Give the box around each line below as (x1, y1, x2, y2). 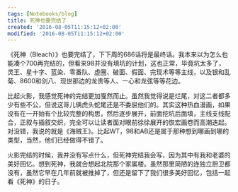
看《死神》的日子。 (7, 177, 64, 186)
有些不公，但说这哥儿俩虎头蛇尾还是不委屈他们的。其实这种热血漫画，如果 (13, 100, 231, 109)
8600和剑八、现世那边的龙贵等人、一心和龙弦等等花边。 (19, 77, 185, 85)
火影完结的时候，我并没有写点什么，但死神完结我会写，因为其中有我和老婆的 (7, 151, 231, 160)
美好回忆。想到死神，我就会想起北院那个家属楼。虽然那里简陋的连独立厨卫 (7, 160, 225, 168)
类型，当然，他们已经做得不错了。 (7, 136, 107, 145)
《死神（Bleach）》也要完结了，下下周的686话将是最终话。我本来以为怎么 (7, 50, 222, 59)
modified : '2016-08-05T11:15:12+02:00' (7, 30, 125, 37)
